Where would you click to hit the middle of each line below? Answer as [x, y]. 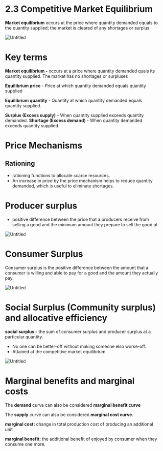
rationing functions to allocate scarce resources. [61, 175]
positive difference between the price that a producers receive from [81, 219]
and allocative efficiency [56, 318]
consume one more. [25, 444]
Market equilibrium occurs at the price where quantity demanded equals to [81, 23]
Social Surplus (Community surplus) [81, 307]
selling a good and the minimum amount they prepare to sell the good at [85, 224]
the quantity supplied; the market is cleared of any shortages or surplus [77, 28]
